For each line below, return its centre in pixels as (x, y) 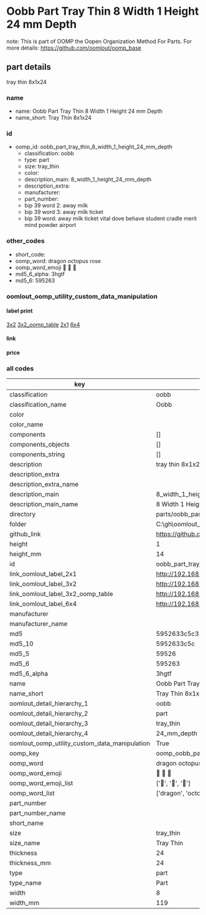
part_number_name (37, 813)
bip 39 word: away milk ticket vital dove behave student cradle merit (111, 218)
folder (18, 524)
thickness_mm (30, 863)
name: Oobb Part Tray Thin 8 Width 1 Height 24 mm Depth (89, 111)
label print (20, 311)
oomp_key (25, 754)
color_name (26, 424)
